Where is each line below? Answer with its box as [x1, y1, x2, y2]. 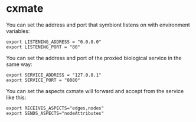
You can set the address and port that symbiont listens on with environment [6, 21, 190, 28]
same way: [6, 61, 32, 68]
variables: [6, 27, 30, 34]
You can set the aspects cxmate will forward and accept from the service [6, 87, 184, 94]
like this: [6, 94, 27, 101]
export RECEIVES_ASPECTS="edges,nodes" [6, 105, 104, 111]
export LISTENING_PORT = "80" [6, 44, 81, 50]
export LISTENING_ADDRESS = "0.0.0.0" [6, 39, 102, 45]
